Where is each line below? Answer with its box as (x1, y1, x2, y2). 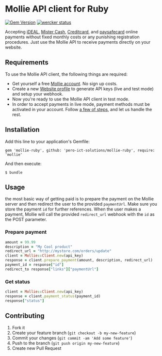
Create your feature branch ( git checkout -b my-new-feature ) (12, 330, 136, 336)
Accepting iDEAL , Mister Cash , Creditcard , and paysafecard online (5, 29, 138, 34)
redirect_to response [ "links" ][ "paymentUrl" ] (5, 267, 98, 272)
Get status (5, 278, 30, 285)
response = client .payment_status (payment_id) (5, 293, 101, 299)
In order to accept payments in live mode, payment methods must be (12, 101, 150, 107)
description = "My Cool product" (5, 244, 73, 249)
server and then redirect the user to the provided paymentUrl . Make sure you (5, 201, 158, 207)
